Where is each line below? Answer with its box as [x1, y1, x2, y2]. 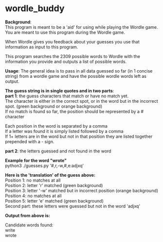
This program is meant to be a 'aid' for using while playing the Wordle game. [5, 24, 158, 30]
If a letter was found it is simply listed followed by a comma [5, 128, 124, 134]
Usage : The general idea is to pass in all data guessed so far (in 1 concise [5, 68, 153, 74]
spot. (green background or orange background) [5, 103, 103, 109]
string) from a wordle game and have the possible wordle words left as [5, 73, 147, 79]
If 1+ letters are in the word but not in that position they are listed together [5, 133, 153, 139]
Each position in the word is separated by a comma [5, 123, 108, 129]
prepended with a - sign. [5, 138, 54, 144]
